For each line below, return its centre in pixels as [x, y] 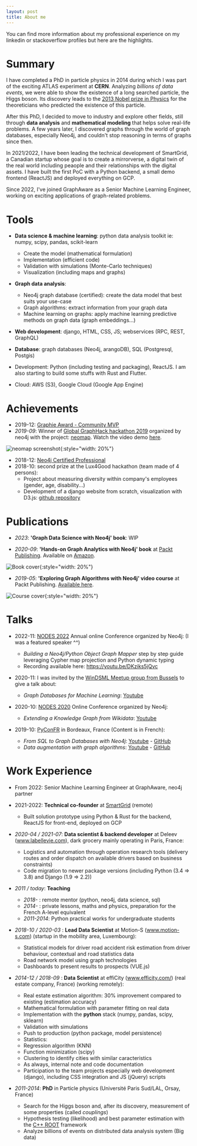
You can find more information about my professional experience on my [93, 34]
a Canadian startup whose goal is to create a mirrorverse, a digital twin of [95, 159]
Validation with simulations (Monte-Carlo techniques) [88, 266]
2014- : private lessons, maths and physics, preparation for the [100, 906]
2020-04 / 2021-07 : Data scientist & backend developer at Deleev [96, 834]
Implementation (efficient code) [61, 260]
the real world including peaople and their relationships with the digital [91, 166]
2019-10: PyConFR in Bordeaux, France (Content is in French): [90, 730]
